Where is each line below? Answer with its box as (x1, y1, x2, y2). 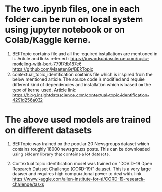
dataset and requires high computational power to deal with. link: (12, 171, 143, 176)
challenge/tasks (12, 181, 44, 187)
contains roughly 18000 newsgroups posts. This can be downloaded (12, 146, 150, 152)
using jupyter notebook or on (5, 24, 125, 35)
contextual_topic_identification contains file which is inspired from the (12, 71, 153, 77)
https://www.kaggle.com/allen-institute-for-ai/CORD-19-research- (12, 176, 145, 182)
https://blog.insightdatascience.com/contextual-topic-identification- (12, 92, 150, 98)
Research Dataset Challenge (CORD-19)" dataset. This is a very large (12, 166, 151, 172)
